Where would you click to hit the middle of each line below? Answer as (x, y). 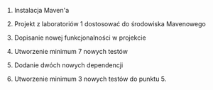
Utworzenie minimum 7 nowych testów (71, 51)
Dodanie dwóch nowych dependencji (69, 65)
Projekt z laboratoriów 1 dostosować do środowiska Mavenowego (110, 24)
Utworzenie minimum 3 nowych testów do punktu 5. (90, 79)
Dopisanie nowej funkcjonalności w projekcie (80, 38)
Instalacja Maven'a (42, 10)
